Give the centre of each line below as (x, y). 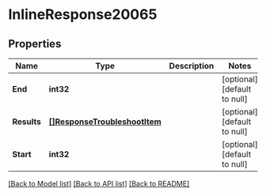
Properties (35, 44)
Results (27, 122)
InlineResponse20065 (83, 15)
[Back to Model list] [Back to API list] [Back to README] (99, 184)
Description (192, 66)
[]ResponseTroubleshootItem (105, 122)
